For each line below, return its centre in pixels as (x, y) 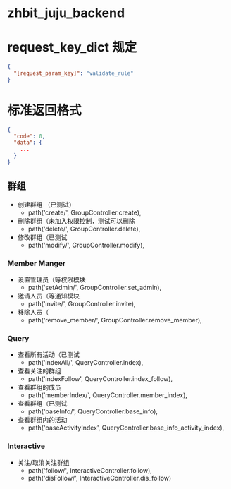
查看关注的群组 (39, 371)
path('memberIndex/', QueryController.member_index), (108, 395)
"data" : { (28, 143)
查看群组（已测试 (42, 404)
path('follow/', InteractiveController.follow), (90, 470)
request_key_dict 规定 (72, 48)
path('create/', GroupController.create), (85, 212)
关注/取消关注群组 (43, 462)
